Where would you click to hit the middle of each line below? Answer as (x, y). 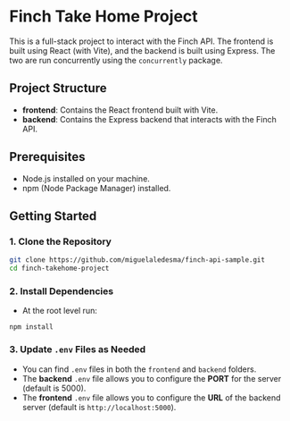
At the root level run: (60, 311)
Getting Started (53, 216)
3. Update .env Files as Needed (78, 349)
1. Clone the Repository (60, 241)
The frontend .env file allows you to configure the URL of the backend (151, 397)
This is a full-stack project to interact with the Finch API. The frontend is (141, 41)
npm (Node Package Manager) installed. (96, 188)
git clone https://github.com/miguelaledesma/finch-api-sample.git (137, 260)
